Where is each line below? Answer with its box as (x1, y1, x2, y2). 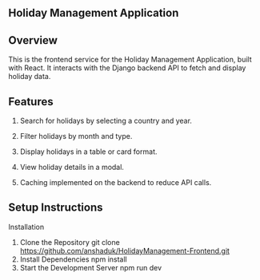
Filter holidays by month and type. (19, 132, 133, 141)
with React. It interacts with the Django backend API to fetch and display (8, 63, 246, 73)
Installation (8, 222, 45, 231)
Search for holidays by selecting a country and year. (19, 116, 192, 126)
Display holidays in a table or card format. (19, 147, 158, 156)
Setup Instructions (8, 201, 103, 215)
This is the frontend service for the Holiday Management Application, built (8, 55, 252, 65)
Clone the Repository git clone (19, 237, 120, 246)
